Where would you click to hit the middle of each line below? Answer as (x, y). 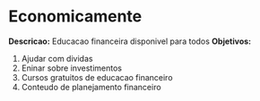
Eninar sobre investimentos (72, 68)
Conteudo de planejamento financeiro (91, 87)
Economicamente (75, 17)
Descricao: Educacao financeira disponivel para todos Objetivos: (130, 41)
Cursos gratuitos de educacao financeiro (97, 77)
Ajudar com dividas (57, 58)
